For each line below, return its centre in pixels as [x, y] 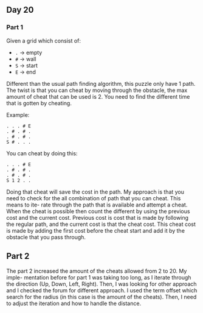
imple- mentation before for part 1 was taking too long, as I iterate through [99, 277]
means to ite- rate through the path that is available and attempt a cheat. [97, 205]
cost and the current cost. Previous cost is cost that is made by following [98, 217]
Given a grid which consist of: [43, 40]
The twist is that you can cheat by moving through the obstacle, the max [97, 90]
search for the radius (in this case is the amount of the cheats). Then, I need [101, 297]
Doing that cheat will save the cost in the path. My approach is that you [95, 192]
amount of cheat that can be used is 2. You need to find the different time [98, 96]
